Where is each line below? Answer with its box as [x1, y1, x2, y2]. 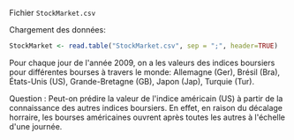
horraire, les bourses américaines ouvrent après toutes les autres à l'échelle [9, 112, 285, 122]
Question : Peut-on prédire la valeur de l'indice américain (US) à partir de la [9, 92, 283, 104]
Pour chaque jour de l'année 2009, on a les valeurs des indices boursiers [9, 57, 275, 68]
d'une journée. [9, 121, 63, 131]
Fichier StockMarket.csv [9, 8, 96, 18]
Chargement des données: [9, 25, 106, 34]
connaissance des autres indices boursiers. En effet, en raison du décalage [9, 102, 283, 113]
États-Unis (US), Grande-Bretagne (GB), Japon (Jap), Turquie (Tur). [9, 76, 254, 86]
